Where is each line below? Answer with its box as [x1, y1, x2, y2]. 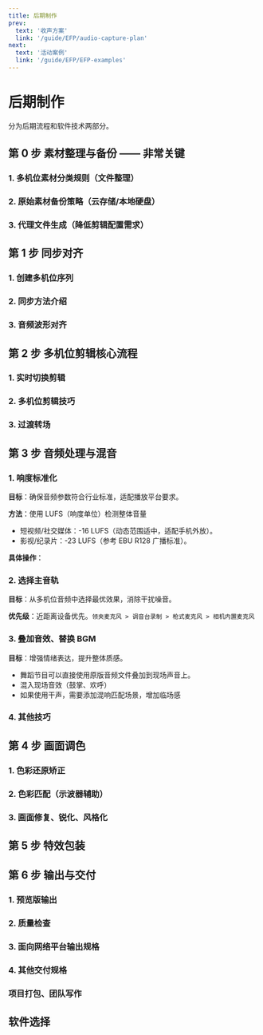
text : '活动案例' [15, 49, 69, 57]
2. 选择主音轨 [8, 574, 59, 585]
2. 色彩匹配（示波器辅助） [8, 788, 108, 799]
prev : [8, 19, 26, 27]
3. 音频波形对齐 [8, 319, 68, 331]
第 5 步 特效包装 [8, 839, 85, 853]
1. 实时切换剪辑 [8, 372, 66, 383]
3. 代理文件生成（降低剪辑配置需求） [8, 219, 149, 230]
